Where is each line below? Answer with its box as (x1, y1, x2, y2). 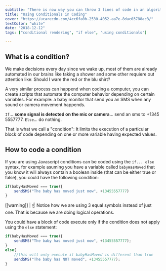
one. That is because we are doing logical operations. (5, 209, 115, 215)
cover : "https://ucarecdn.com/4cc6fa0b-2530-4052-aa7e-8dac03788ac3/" (5, 16, 154, 21)
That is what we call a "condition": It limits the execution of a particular (5, 126, 149, 132)
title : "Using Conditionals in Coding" (5, 12, 87, 17)
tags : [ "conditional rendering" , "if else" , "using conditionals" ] (5, 30, 147, 35)
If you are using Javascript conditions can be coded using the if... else (5, 158, 155, 164)
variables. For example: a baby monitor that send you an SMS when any (5, 96, 151, 102)
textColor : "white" (5, 21, 45, 26)
